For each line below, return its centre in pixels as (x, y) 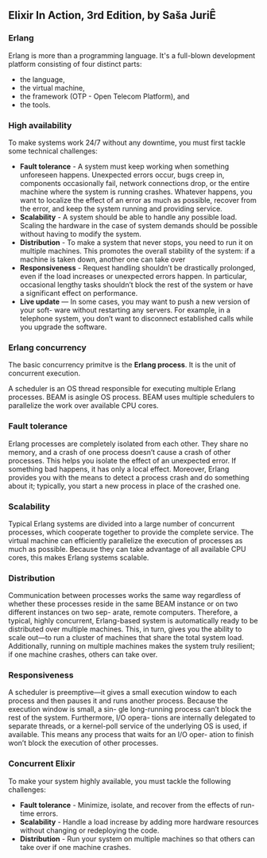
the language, (42, 79)
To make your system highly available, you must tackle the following (120, 781)
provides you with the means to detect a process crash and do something (129, 477)
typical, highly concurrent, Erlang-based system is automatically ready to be (133, 621)
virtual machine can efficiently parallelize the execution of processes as (126, 540)
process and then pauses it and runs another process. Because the (118, 701)
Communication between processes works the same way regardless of (125, 596)
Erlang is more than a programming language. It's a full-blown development (132, 55)
